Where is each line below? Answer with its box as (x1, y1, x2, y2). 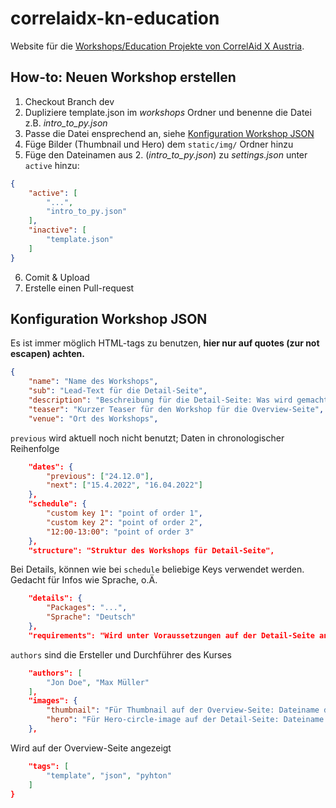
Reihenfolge (10, 442, 60, 454)
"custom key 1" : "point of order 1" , (46, 508, 203, 519)
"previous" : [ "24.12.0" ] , (46, 471, 155, 481)
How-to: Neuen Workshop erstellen (10, 69, 237, 86)
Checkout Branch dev (24, 95, 115, 107)
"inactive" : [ (28, 225, 87, 236)
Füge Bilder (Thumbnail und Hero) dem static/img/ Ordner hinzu (24, 138, 294, 150)
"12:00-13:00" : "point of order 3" (46, 527, 195, 537)
